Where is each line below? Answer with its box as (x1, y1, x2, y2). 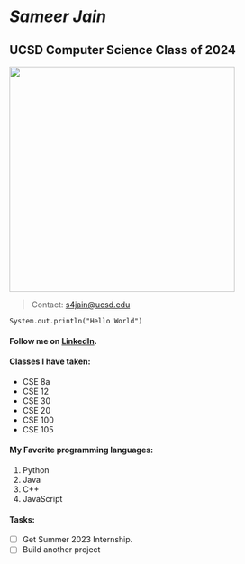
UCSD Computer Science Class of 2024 (9, 42, 237, 58)
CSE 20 (22, 405, 51, 415)
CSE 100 (22, 414, 54, 425)
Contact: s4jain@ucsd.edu (31, 299, 131, 310)
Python (22, 465, 50, 475)
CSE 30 (22, 395, 51, 406)
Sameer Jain (9, 6, 106, 27)
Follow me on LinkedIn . (9, 335, 97, 346)
